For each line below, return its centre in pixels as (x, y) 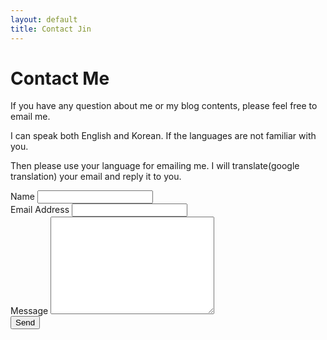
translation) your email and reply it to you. (96, 177)
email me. (30, 117)
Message (29, 311)
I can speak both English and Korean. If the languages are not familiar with (163, 136)
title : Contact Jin (51, 29)
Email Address (40, 210)
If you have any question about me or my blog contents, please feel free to (164, 106)
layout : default (44, 19)
